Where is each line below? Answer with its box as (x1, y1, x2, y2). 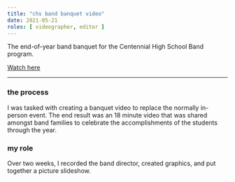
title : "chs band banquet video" (7, 10, 105, 17)
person (7, 111, 28, 119)
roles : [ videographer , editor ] (7, 23, 105, 30)
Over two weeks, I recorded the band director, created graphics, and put (7, 159, 216, 167)
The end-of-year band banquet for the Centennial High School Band (7, 43, 204, 51)
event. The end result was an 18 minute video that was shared (29, 111, 208, 119)
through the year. (7, 125, 57, 134)
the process (7, 87, 49, 97)
